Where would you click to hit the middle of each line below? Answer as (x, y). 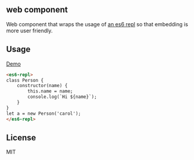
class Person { (25, 80)
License (21, 138)
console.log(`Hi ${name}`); (62, 97)
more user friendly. (29, 30)
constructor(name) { (42, 86)
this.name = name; (50, 91)
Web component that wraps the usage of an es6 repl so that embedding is (97, 24)
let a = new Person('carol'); (44, 113)
